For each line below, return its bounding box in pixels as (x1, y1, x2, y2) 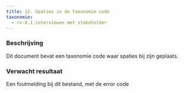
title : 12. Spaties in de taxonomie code (6, 8, 110, 15)
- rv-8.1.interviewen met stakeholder (11, 19, 108, 25)
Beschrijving (6, 39, 43, 47)
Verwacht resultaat (6, 67, 63, 75)
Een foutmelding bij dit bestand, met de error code (6, 80, 129, 87)
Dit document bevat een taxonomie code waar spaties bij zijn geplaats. (6, 52, 179, 59)
